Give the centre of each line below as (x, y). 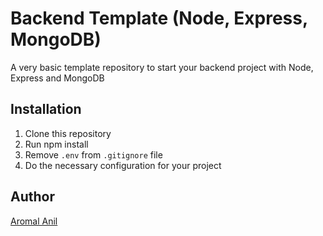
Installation (46, 109)
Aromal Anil (34, 221)
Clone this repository (68, 133)
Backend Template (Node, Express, (159, 18)
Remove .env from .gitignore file (93, 154)
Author (32, 197)
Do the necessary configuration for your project (123, 165)
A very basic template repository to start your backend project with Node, (162, 67)
